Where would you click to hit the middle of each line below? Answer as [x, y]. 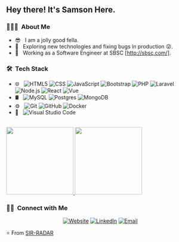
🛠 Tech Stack [27, 68]
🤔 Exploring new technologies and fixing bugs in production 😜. [94, 46]
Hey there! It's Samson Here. [61, 10]
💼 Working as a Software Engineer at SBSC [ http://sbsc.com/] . [93, 53]
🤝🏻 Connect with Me [37, 208]
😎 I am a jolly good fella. [47, 40]
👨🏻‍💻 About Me [28, 27]
